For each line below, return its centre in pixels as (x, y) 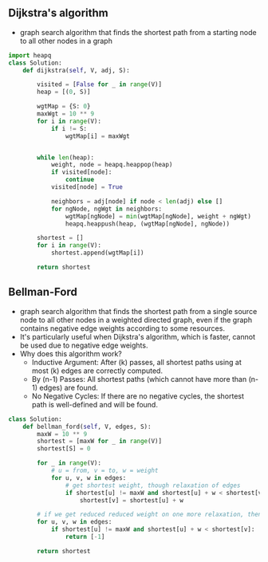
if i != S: (69, 128)
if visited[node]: (81, 172)
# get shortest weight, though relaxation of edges (153, 485)
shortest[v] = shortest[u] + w (131, 500)
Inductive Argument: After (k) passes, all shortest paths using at (136, 362)
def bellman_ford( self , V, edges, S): (87, 426)
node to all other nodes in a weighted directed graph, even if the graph (136, 320)
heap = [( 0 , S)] (64, 92)
